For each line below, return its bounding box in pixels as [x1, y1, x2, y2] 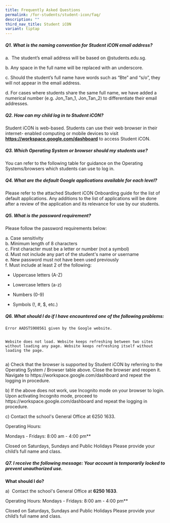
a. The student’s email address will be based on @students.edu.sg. [5, 55, 147, 61]
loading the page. [5, 348, 44, 353]
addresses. [5, 101, 29, 107]
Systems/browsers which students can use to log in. [5, 166, 115, 172]
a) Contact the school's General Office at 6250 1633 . [5, 488, 118, 494]
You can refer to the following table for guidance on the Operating [5, 160, 143, 167]
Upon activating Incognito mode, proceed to [5, 393, 98, 399]
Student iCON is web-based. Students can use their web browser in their [5, 125, 158, 131]
